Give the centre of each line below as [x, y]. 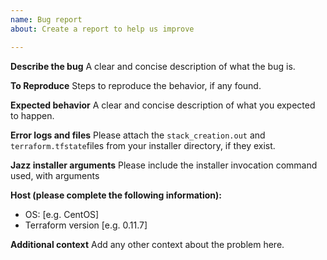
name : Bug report [46, 19]
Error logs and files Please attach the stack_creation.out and [138, 135]
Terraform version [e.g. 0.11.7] [86, 225]
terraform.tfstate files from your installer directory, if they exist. [143, 145]
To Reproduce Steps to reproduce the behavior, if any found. [136, 85]
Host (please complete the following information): [116, 195]
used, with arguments [55, 175]
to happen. [32, 115]
